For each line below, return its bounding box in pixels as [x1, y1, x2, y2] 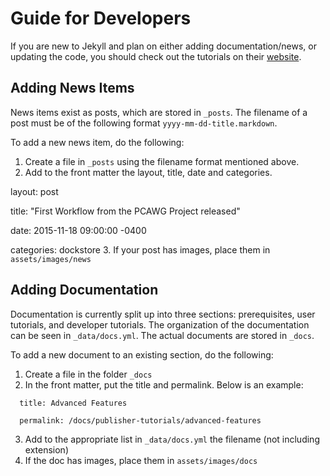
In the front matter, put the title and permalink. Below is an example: [24, 378, 304, 391]
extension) [24, 443, 69, 456]
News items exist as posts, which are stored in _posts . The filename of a [10, 106, 308, 118]
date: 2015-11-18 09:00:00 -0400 [10, 224, 147, 236]
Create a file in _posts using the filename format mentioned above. [24, 155, 300, 167]
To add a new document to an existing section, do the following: [10, 348, 274, 361]
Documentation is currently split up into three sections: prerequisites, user [10, 308, 316, 320]
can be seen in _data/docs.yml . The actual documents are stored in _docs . [10, 329, 315, 341]
